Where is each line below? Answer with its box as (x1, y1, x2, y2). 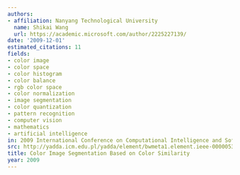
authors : (7, 10, 34, 18)
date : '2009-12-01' (7, 37, 66, 44)
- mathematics (7, 123, 50, 131)
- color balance (7, 76, 56, 84)
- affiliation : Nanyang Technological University (7, 17, 159, 24)
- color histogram (7, 70, 62, 77)
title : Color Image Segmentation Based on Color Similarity (7, 150, 191, 157)
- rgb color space (7, 84, 62, 91)
